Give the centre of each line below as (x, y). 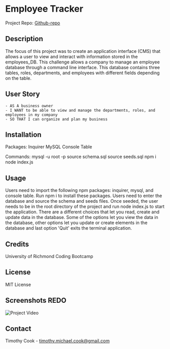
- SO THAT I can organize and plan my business (57, 119)
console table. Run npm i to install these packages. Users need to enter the (84, 196)
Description (24, 39)
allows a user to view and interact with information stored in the (72, 56)
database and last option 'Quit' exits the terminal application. (69, 228)
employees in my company (31, 115)
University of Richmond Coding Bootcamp (49, 256)
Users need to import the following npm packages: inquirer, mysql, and (79, 191)
